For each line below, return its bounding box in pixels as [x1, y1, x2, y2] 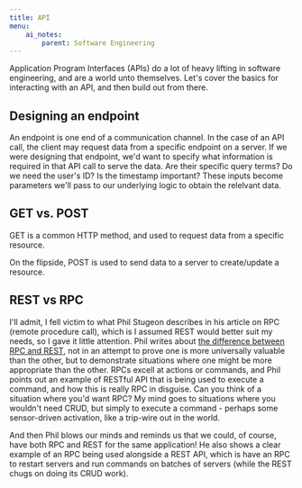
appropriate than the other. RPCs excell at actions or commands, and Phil [9, 364, 281, 375]
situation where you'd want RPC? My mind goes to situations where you [9, 393, 277, 403]
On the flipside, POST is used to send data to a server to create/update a [9, 257, 279, 267]
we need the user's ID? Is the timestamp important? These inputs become [9, 170, 284, 181]
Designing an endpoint [9, 108, 140, 123]
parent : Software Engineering [41, 38, 155, 48]
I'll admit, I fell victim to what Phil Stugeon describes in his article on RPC [9, 316, 280, 327]
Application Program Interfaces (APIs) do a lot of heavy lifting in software [9, 63, 281, 74]
